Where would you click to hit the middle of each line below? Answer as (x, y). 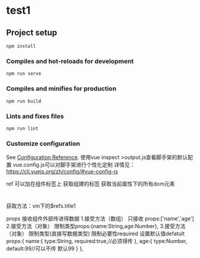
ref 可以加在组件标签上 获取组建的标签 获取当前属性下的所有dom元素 (90, 184)
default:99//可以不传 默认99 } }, (45, 248)
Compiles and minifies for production (61, 89)
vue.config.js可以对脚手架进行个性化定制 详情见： (74, 165)
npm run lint (22, 128)
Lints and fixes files (35, 116)
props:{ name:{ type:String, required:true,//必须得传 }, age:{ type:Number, (97, 241)
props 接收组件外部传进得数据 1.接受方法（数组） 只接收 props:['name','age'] (100, 218)
